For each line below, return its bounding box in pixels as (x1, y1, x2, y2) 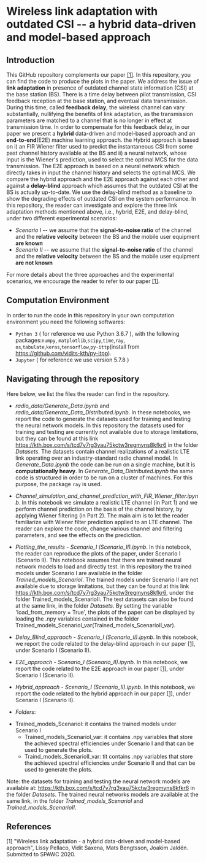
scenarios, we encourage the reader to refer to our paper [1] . (6, 277, 160, 285)
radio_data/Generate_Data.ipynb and (15, 402, 110, 409)
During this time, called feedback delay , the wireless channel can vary (6, 104, 185, 111)
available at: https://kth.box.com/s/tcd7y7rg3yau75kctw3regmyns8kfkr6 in (6, 784, 195, 791)
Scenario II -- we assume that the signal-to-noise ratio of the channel (15, 246, 193, 253)
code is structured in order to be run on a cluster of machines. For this (15, 474, 193, 481)
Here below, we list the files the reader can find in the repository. (6, 390, 170, 397)
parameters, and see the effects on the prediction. (15, 531, 142, 538)
